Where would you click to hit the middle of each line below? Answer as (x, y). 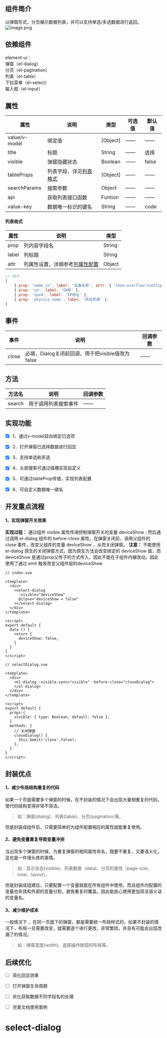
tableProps (20, 175)
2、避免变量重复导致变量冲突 (35, 839)
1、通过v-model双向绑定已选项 (44, 436)
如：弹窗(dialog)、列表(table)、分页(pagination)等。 (70, 816)
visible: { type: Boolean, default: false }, (62, 717)
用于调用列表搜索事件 (53, 404)
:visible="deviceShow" (42, 595)
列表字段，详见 (65, 171)
